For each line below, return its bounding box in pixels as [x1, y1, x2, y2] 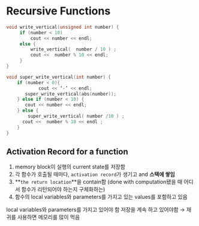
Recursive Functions [6, 4, 111, 18]
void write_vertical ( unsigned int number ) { [6, 24, 119, 30]
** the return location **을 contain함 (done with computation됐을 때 [14, 179, 183, 186]
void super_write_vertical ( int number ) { [6, 74, 111, 80]
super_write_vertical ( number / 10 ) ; [28, 113, 125, 120]
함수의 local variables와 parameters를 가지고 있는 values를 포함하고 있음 [14, 194, 188, 201]
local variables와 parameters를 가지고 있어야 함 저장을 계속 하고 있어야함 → [6, 206, 185, 213]
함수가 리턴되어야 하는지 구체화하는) [21, 186, 105, 193]
